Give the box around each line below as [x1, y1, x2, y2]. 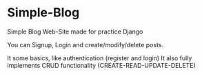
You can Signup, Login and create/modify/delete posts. [7, 40, 164, 49]
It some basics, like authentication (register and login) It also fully [7, 53, 192, 62]
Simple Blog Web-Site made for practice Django [7, 27, 143, 36]
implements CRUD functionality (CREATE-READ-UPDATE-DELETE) [7, 61, 196, 69]
